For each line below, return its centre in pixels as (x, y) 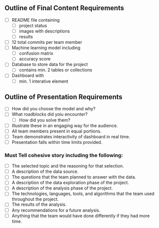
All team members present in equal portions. (56, 131)
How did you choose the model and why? (53, 109)
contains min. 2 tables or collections (56, 70)
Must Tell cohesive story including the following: (64, 155)
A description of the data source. (45, 171)
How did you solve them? (45, 120)
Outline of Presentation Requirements (64, 97)
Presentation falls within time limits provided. (57, 142)
